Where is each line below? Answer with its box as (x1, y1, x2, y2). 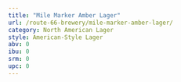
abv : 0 (8, 41, 30, 48)
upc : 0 (8, 62, 30, 70)
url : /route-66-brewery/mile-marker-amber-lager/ (8, 19, 174, 27)
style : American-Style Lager (8, 33, 103, 41)
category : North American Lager (8, 26, 114, 34)
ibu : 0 (8, 48, 30, 55)
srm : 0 (8, 55, 30, 63)
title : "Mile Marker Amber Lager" (8, 11, 121, 20)
